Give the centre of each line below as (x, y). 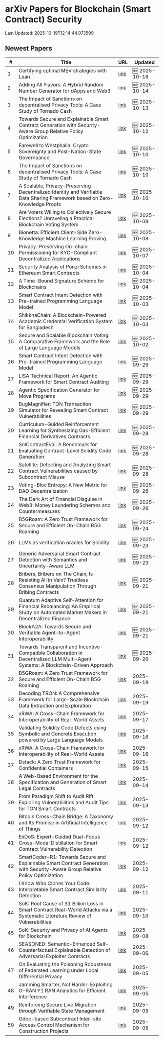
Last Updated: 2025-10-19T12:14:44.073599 (50, 33)
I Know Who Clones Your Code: (55, 883)
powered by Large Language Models (61, 740)
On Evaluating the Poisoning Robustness (65, 964)
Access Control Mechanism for (54, 1025)
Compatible (32, 653)
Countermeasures (39, 511)
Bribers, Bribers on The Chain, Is (56, 574)
